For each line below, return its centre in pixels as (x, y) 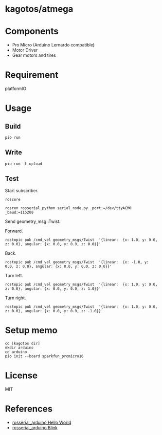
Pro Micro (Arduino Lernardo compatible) (53, 45)
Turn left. (14, 275)
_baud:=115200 (19, 212)
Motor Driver (25, 50)
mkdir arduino (19, 348)
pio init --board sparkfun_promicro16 (44, 356)
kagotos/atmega (39, 9)
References (29, 409)
